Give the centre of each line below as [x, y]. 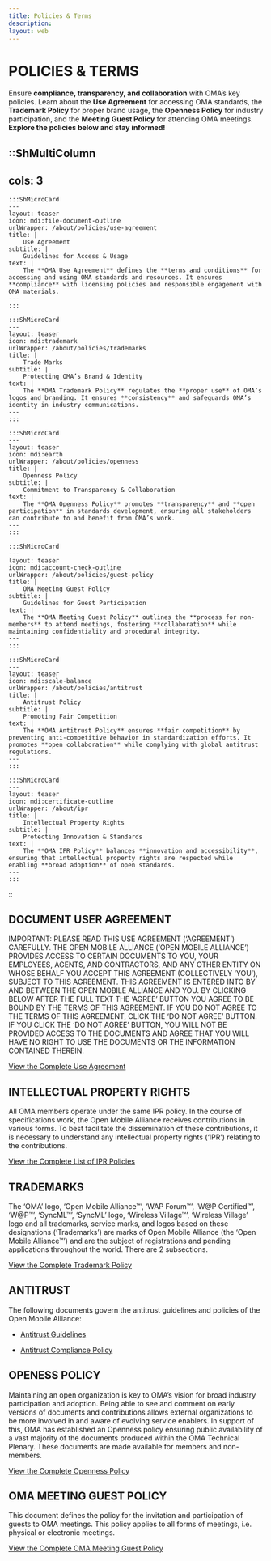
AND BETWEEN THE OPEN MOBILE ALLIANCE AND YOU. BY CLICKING [127, 990]
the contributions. [38, 1146]
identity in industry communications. [74, 405]
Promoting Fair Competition [70, 716]
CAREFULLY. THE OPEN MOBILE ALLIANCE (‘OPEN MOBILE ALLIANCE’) [129, 948]
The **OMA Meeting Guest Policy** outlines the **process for [130, 617]
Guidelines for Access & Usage [76, 256]
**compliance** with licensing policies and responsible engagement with [135, 284]
